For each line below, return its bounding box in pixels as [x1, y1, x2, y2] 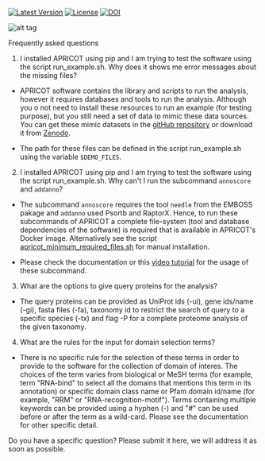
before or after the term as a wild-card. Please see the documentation [19, 412, 248, 421]
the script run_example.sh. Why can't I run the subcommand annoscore [19, 176, 252, 185]
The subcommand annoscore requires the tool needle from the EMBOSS [19, 200, 253, 209]
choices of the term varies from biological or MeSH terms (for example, [19, 370, 253, 379]
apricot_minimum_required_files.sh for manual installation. [19, 242, 210, 251]
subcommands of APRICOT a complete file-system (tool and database [19, 217, 250, 226]
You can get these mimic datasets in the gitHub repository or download [19, 120, 253, 129]
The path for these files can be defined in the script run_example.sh [19, 144, 242, 153]
